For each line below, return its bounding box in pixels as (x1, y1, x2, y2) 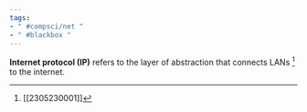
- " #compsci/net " (9, 22, 84, 31)
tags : (9, 13, 30, 23)
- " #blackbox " (9, 30, 71, 39)
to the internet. (9, 66, 66, 77)
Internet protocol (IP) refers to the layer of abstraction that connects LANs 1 (9, 56, 295, 68)
